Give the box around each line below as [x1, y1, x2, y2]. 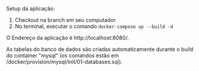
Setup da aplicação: [6, 5, 55, 12]
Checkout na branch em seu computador [14, 17, 116, 23]
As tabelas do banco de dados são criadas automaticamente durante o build [6, 46, 194, 53]
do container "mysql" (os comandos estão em [6, 52, 119, 59]
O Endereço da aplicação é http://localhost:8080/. [6, 34, 129, 41]
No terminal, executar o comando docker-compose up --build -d [14, 23, 173, 30]
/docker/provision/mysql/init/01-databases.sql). [6, 59, 123, 65]
